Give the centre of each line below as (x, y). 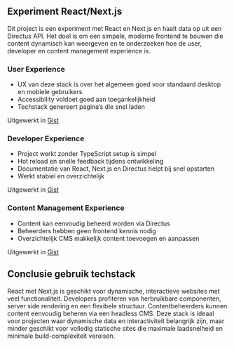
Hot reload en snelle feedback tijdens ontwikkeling (90, 162)
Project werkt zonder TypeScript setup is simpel (87, 154)
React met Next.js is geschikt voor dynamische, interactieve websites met (114, 291)
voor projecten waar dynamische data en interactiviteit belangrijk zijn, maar (116, 321)
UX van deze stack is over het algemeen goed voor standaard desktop (119, 84)
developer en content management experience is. (79, 51)
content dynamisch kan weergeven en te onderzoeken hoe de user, (104, 43)
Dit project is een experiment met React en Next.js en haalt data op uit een (115, 28)
